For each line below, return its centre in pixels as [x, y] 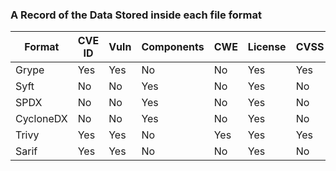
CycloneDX [41, 119]
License [267, 47]
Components [173, 47]
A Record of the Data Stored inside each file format [136, 15]
